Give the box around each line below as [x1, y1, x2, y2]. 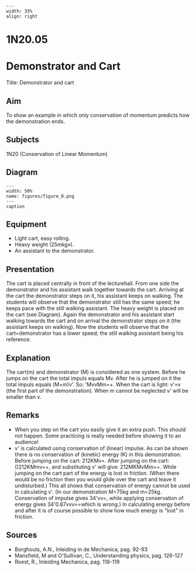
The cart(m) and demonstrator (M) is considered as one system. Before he [6, 369, 186, 375]
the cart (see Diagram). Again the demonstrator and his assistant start [6, 311, 174, 318]
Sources [6, 530, 37, 540]
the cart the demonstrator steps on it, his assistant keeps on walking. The [6, 293, 183, 300]
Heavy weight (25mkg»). [14, 241, 74, 248]
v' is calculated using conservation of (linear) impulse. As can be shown [14, 444, 188, 451]
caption [6, 203, 25, 209]
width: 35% [6, 8, 33, 14]
